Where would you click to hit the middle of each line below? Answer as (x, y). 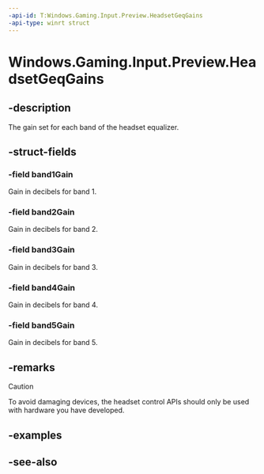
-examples (35, 435)
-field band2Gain (41, 212)
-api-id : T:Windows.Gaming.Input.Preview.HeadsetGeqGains (106, 15)
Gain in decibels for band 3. (53, 267)
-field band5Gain (41, 325)
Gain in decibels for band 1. (53, 191)
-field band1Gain (41, 174)
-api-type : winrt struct (49, 23)
